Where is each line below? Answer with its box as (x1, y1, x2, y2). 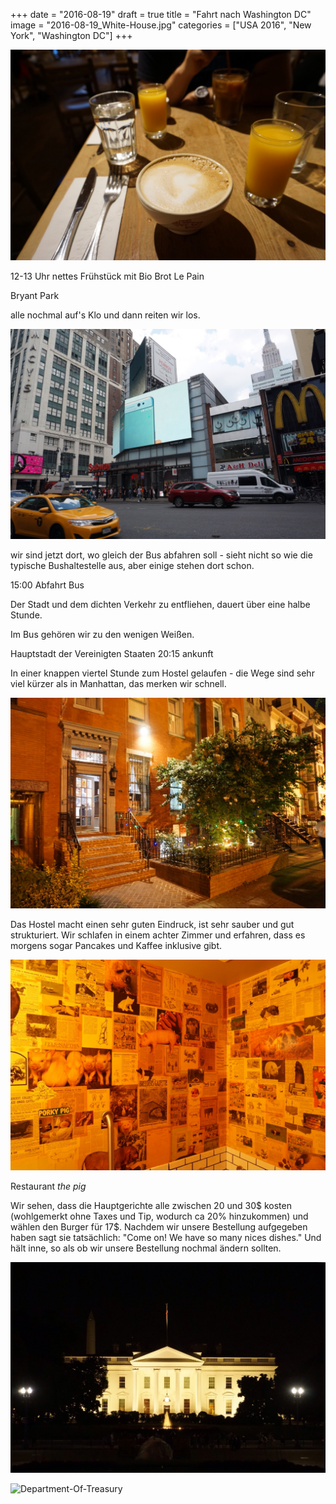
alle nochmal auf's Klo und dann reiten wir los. (10, 309, 201, 321)
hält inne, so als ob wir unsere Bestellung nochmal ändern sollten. (10, 1242, 282, 1254)
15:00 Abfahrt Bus (10, 579, 85, 591)
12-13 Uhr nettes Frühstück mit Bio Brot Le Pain (10, 270, 205, 282)
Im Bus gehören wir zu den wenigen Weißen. (10, 629, 195, 641)
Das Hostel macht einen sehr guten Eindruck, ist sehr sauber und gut (10, 918, 295, 930)
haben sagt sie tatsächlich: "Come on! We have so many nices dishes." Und (10, 1231, 322, 1243)
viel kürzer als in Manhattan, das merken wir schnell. (10, 678, 227, 690)
